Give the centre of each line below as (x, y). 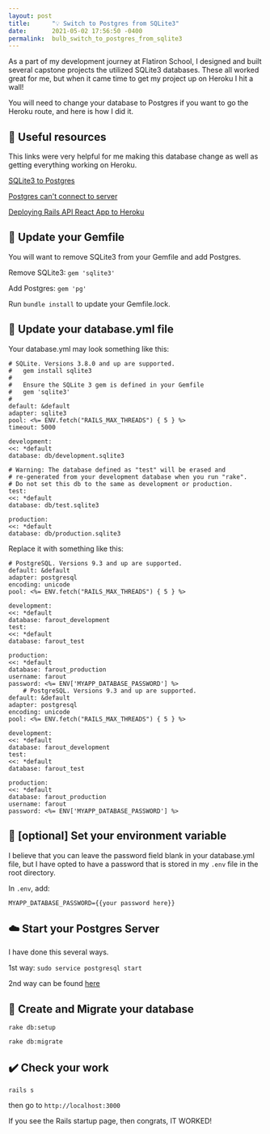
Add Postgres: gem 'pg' (48, 288)
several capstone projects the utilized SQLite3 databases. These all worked (134, 70)
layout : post (30, 16)
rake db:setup (32, 1028)
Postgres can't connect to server (63, 197)
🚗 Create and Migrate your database (101, 1009)
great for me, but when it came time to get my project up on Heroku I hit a (131, 78)
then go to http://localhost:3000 (65, 1105)
